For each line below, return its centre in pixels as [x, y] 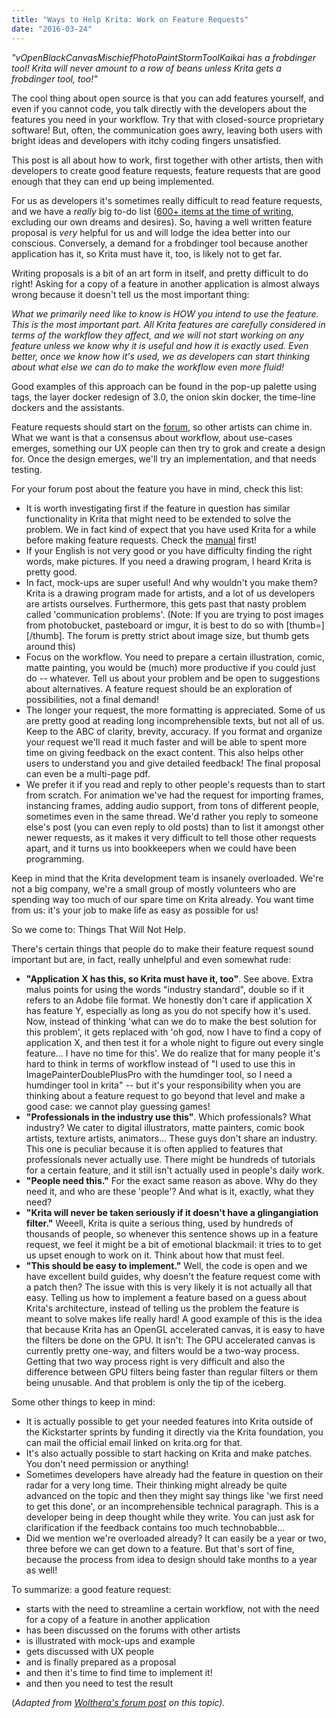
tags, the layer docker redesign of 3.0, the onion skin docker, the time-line [163, 397]
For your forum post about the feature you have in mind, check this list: [157, 488]
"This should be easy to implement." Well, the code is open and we [166, 1265]
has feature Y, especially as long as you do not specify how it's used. [168, 1010]
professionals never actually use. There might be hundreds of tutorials [170, 1159]
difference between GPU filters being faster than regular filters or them [171, 1372]
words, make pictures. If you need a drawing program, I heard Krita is [168, 561]
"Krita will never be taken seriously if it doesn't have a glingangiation [172, 1212]
